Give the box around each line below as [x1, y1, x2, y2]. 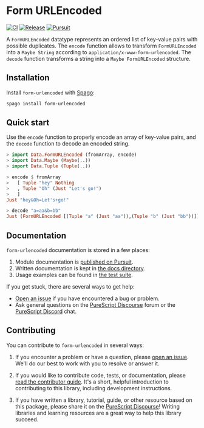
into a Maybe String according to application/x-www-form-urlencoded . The [6, 48, 191, 55]
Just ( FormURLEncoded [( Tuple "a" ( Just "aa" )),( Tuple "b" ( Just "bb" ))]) [6, 214, 200, 220]
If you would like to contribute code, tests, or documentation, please [15, 371, 186, 379]
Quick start [6, 118, 50, 128]
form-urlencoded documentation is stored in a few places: [6, 247, 150, 253]
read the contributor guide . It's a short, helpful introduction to [15, 378, 169, 385]
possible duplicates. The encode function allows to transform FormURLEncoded [6, 42, 197, 49]
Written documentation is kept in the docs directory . [15, 265, 146, 272]
